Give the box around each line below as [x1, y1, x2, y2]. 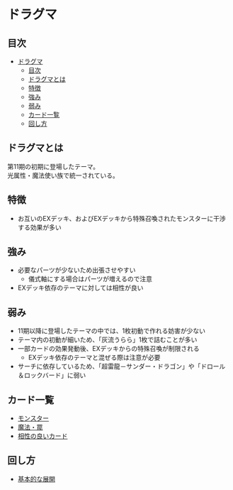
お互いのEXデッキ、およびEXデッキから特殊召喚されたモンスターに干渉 [17, 214, 226, 222]
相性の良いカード [17, 432, 68, 440]
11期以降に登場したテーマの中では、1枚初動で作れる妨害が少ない [17, 327, 205, 335]
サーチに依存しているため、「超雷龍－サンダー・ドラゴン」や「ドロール [17, 362, 226, 371]
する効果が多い [17, 223, 62, 232]
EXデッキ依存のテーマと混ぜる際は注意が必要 [28, 353, 161, 362]
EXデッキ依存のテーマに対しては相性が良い [17, 283, 144, 292]
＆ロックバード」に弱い [17, 371, 86, 380]
